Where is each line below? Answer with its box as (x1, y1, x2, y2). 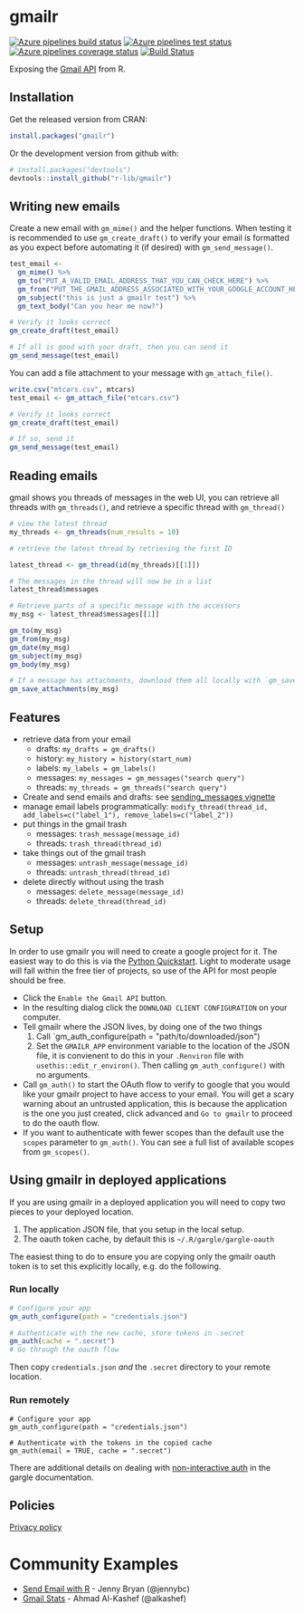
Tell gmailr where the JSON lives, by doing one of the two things (22, 1021, 262, 1032)
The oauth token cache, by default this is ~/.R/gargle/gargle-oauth (22, 1234, 274, 1244)
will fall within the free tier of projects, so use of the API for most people (9, 965, 278, 975)
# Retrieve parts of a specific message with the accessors (9, 601, 242, 610)
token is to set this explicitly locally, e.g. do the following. (9, 1261, 222, 1272)
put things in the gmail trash (22, 818, 127, 830)
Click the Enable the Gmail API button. (22, 992, 168, 1003)
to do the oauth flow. (22, 1117, 100, 1128)
